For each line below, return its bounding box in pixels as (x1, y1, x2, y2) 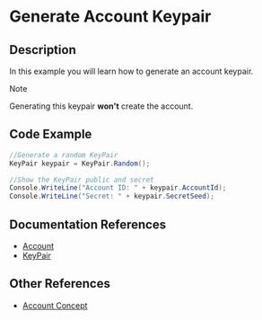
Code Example (9, 127, 92, 142)
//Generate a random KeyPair (9, 150, 118, 159)
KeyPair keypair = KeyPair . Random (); (9, 159, 151, 168)
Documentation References (9, 217, 167, 232)
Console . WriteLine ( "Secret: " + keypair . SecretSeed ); (9, 191, 215, 201)
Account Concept (22, 299, 88, 311)
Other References (9, 276, 110, 291)
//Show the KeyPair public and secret (9, 175, 154, 184)
